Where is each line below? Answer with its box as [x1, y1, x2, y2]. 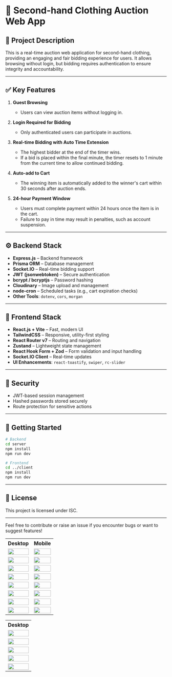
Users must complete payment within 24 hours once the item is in [20, 205, 159, 211]
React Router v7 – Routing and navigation [12, 337, 101, 344]
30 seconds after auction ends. [20, 185, 87, 192]
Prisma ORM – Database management [12, 260, 94, 267]
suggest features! [5, 528, 42, 534]
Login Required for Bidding [12, 119, 71, 125]
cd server [5, 441, 27, 446]
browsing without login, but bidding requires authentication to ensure [5, 61, 151, 66]
